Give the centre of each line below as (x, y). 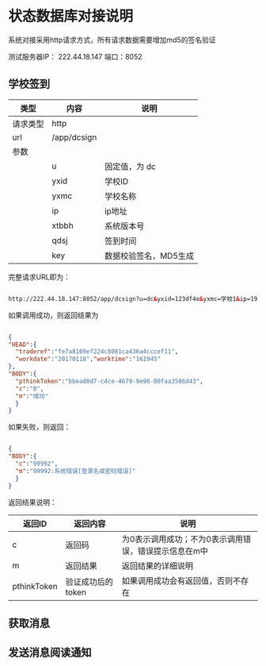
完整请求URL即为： (40, 277)
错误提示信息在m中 (173, 551)
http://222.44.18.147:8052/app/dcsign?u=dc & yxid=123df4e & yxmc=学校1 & (124, 298)
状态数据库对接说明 (71, 16)
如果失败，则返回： (40, 427)
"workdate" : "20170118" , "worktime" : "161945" (88, 359)
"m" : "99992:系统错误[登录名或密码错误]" (76, 471)
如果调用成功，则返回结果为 (53, 315)
